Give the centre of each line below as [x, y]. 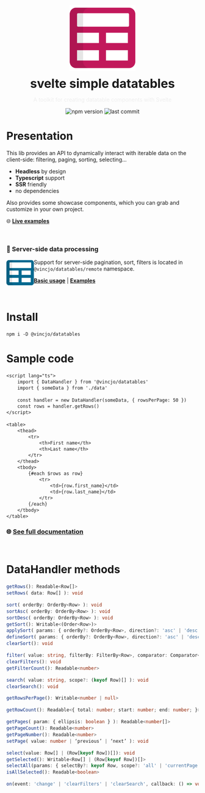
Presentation [40, 136]
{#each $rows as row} [56, 473]
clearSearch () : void [33, 686]
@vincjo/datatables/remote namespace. [84, 269]
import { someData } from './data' [63, 388]
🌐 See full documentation [45, 532]
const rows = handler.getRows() [58, 406]
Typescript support [40, 178]
